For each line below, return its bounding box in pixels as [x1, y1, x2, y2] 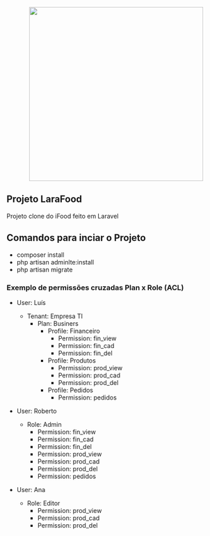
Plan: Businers [37, 319, 79, 327]
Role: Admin [26, 420, 62, 428]
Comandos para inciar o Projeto [6, 232, 147, 244]
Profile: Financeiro [47, 326, 100, 335]
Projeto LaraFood [6, 194, 83, 205]
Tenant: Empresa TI [26, 312, 83, 320]
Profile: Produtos [47, 356, 97, 365]
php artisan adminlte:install [16, 258, 95, 266]
